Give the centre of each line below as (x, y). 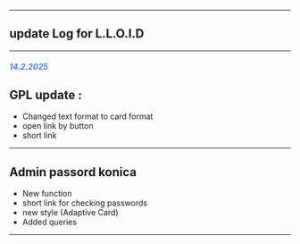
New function (47, 194)
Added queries (50, 222)
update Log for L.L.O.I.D (77, 34)
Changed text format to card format (87, 116)
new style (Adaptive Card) (70, 213)
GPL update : (46, 95)
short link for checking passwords (85, 203)
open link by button (58, 126)
